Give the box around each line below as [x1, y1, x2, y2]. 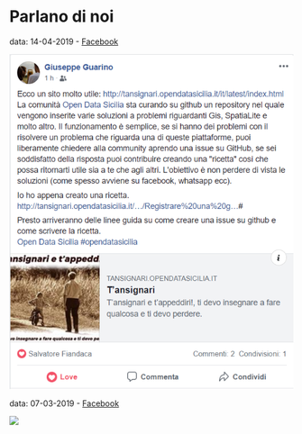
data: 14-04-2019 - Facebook [9, 36, 119, 47]
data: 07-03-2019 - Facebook [9, 398, 120, 409]
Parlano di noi [9, 6, 114, 27]
